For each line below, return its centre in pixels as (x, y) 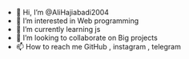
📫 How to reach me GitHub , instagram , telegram (99, 47)
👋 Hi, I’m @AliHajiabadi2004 (62, 12)
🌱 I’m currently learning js (58, 29)
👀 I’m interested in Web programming (77, 21)
